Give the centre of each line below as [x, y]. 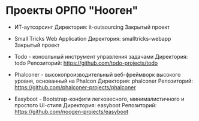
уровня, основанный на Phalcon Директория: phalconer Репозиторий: [103, 81]
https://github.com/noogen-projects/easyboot [71, 111]
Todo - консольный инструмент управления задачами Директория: [101, 56]
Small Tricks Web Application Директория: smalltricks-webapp [93, 38]
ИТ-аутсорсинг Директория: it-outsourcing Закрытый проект [92, 27]
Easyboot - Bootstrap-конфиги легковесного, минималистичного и [99, 99]
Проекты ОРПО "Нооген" [72, 10]
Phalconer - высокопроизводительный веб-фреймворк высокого [97, 74]
